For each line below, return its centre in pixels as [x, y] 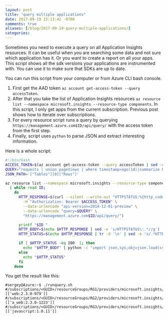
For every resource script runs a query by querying [65, 120]
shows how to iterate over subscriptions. [54, 115]
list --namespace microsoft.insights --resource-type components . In [85, 104]
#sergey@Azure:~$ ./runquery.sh [39, 285]
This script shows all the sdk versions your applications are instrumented [80, 63]
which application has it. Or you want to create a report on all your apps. [79, 58]
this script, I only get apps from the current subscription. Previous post [85, 109]
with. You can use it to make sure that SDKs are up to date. [66, 69]
